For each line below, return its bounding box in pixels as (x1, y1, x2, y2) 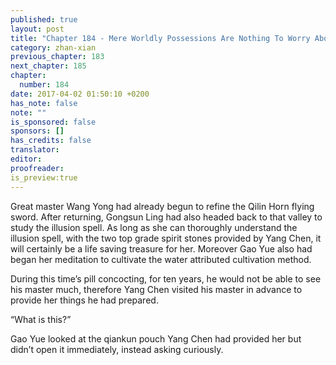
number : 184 (19, 80, 70, 90)
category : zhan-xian (10, 42, 97, 53)
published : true (10, 14, 78, 25)
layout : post (10, 24, 65, 34)
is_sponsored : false (10, 117, 97, 127)
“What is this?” (10, 313, 72, 325)
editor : (10, 154, 43, 164)
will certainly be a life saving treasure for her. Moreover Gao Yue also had (10, 242, 313, 255)
